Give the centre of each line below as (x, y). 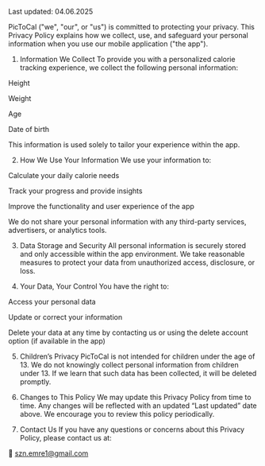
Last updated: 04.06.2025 (51, 12)
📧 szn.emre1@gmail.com (48, 453)
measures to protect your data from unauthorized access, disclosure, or (137, 262)
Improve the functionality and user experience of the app (101, 206)
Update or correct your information (65, 317)
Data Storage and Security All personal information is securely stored (133, 245)
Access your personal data (52, 302)
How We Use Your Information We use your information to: (115, 160)
